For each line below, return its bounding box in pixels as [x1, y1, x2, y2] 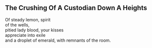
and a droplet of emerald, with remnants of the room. [5, 37, 111, 43]
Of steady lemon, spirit [5, 16, 51, 22]
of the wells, [5, 22, 30, 28]
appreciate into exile [5, 32, 46, 38]
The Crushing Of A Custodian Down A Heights [5, 4, 147, 12]
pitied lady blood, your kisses [5, 27, 64, 33]
